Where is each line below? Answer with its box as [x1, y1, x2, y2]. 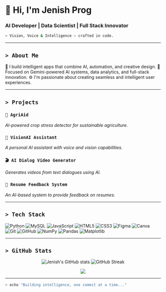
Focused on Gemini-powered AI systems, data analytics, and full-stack [5, 69, 150, 75]
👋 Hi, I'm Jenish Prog [5, 4, 92, 16]
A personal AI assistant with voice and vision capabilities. [5, 145, 123, 151]
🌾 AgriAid [5, 112, 29, 118]
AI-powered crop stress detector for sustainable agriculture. [5, 122, 128, 128]
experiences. [5, 79, 32, 86]
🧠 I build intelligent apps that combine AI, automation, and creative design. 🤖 [5, 64, 161, 70]
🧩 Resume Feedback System [5, 182, 68, 187]
